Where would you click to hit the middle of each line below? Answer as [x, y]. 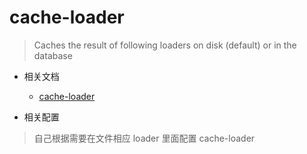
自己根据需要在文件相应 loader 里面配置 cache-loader [144, 138]
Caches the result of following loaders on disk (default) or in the [165, 45]
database [53, 55]
